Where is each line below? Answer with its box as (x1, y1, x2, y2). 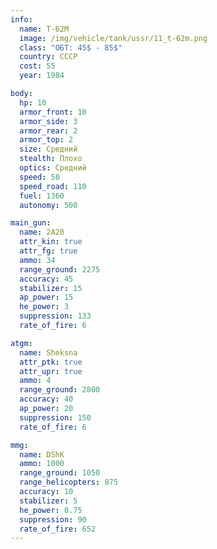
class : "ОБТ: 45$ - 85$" (19, 42, 123, 53)
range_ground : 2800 (19, 385, 101, 395)
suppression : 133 (19, 311, 92, 321)
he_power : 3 (19, 302, 70, 312)
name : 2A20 (19, 227, 65, 238)
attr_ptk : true (19, 357, 83, 367)
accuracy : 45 (19, 274, 74, 284)
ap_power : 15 (19, 292, 74, 303)
